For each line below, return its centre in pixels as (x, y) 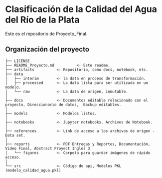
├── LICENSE (17, 61)
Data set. (15, 135)
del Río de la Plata (42, 20)
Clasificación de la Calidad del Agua (81, 9)
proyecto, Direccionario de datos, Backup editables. (63, 104)
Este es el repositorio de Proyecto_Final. (46, 33)
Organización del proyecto (47, 49)
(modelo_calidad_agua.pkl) (33, 170)
